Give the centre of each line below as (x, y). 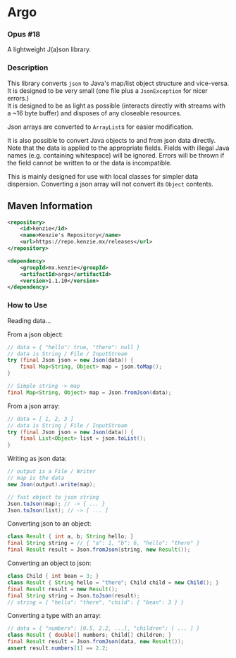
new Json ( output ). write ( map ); (52, 484)
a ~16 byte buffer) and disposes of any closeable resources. (94, 113)
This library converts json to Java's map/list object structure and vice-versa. (118, 83)
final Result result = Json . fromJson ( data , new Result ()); (96, 642)
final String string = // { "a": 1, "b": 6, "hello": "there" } (104, 543)
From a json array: (33, 406)
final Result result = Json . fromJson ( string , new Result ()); (99, 550)
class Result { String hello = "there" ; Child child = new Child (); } (113, 582)
